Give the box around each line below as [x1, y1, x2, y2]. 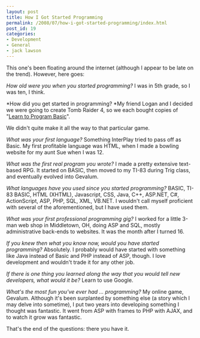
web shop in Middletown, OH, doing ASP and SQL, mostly [18, 221, 160, 229]
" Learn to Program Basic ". [6, 112, 71, 120]
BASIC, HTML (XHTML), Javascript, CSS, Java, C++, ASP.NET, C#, [14, 191, 180, 198]
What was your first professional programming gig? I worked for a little [6, 215, 181, 222]
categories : [6, 31, 36, 37]
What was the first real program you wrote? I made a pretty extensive [6, 160, 178, 168]
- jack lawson [6, 48, 42, 54]
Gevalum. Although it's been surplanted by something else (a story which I [6, 294, 190, 302]
